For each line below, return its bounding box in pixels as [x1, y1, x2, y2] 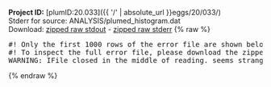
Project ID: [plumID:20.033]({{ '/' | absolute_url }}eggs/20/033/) [8, 8, 222, 17]
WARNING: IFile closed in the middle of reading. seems [8, 56, 234, 65]
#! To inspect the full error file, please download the [8, 48, 239, 57]
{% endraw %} [8, 71, 58, 80]
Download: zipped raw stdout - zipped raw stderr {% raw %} [8, 25, 211, 34]
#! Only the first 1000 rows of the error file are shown [8, 40, 243, 49]
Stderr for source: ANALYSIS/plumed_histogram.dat [8, 16, 181, 26]
